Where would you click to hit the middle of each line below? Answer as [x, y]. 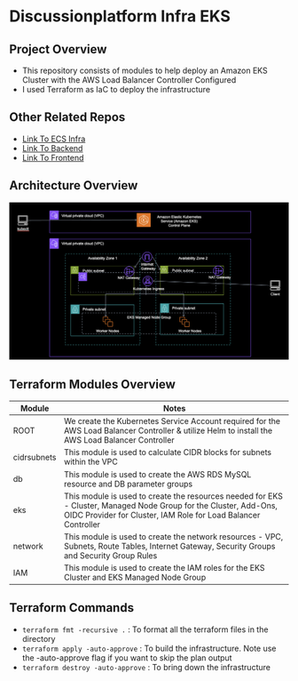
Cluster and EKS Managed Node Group [135, 577]
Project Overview [58, 49]
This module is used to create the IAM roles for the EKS [164, 568]
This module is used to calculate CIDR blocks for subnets [168, 453]
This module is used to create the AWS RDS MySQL [157, 474]
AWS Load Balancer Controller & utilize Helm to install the [168, 431]
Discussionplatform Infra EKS [120, 16]
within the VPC [90, 462]
